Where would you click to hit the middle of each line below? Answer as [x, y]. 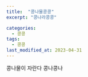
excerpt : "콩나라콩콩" [32, 17]
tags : [13, 39]
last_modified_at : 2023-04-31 [44, 50]
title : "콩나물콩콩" [30, 12]
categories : [21, 28]
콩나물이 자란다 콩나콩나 [35, 68]
